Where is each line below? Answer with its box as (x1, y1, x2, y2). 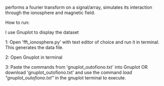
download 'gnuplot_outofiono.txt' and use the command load (5, 69, 132, 75)
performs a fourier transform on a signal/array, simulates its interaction (5, 5, 152, 10)
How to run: (5, 20, 30, 25)
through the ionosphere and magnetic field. (5, 10, 95, 16)
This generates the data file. (5, 45, 64, 50)
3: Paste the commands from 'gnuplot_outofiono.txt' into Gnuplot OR (5, 64, 148, 70)
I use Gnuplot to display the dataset (5, 29, 79, 35)
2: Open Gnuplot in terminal (5, 54, 63, 60)
